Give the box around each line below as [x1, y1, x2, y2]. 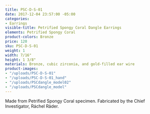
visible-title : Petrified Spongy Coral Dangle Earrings [5, 25, 122, 30]
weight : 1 [5, 48, 25, 53]
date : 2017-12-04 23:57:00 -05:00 [5, 12, 76, 17]
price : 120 [5, 39, 27, 44]
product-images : [5, 67, 38, 71]
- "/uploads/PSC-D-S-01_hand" [5, 75, 67, 80]
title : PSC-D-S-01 [5, 7, 43, 12]
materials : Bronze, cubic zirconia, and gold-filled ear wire [5, 62, 135, 67]
